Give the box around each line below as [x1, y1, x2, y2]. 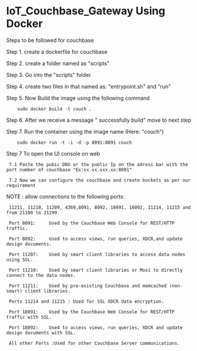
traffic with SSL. [6, 314, 52, 320]
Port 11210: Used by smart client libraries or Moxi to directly [8, 267, 183, 273]
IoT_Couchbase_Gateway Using [6, 4, 165, 18]
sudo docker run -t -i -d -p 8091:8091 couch [17, 139, 133, 146]
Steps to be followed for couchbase [6, 36, 94, 44]
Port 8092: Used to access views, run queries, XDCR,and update [8, 236, 183, 242]
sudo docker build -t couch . [17, 106, 93, 112]
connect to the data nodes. [6, 272, 76, 278]
